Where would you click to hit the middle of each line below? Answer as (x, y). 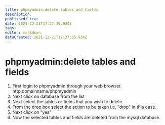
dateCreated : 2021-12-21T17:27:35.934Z (46, 38)
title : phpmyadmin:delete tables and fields (52, 10)
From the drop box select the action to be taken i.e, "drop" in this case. (84, 107)
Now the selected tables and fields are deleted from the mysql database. (86, 117)
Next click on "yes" (32, 112)
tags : (11, 28)
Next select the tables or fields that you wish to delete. (68, 101)
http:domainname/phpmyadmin (44, 91)
